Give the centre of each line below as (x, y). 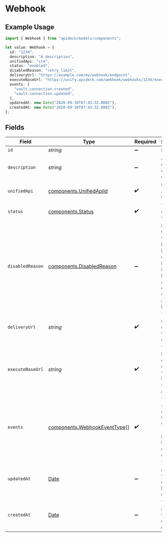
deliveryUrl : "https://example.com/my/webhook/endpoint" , (71, 75)
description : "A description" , (42, 57)
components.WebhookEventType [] (89, 427)
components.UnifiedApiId (78, 191)
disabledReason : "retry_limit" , (43, 71)
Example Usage (30, 27)
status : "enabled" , (30, 66)
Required (145, 141)
